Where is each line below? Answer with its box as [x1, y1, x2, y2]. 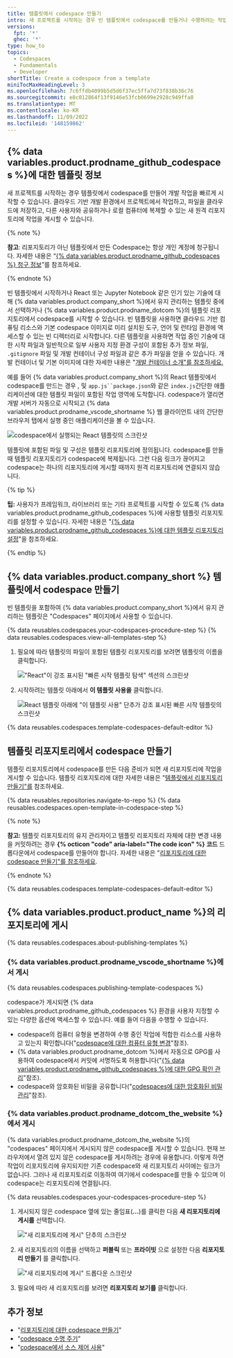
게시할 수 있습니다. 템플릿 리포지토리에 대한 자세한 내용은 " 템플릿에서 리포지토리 [7, 773, 223, 781]
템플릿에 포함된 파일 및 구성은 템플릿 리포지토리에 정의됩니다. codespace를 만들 [7, 446, 224, 454]
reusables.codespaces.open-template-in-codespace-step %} [7, 803, 184, 811]
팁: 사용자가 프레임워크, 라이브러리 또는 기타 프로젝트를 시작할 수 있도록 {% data [7, 500, 224, 508]
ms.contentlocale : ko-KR [7, 107, 79, 114]
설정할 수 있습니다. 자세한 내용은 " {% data [19, 517, 135, 526]
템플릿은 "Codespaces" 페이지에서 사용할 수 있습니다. [25, 612, 173, 620]
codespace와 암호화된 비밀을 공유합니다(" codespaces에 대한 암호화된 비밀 [17, 1082, 223, 1091]
